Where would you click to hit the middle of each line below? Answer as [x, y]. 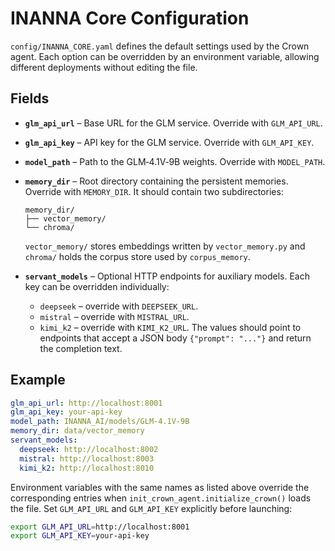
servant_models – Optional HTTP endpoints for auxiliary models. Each [167, 276]
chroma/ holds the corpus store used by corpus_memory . [137, 256]
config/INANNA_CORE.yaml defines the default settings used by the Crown [160, 46]
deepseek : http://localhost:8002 [89, 449]
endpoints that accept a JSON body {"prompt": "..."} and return [175, 338]
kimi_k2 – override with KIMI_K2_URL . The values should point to [170, 327]
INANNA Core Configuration [130, 18]
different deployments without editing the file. [104, 67]
